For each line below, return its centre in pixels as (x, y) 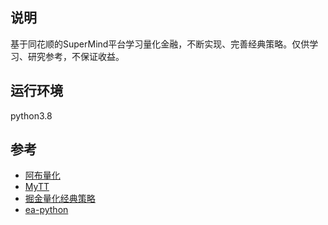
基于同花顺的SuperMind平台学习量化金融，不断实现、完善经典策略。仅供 (160, 44)
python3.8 (31, 115)
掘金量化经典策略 (60, 199)
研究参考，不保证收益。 (76, 56)
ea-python (46, 210)
